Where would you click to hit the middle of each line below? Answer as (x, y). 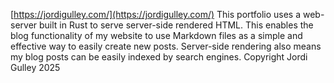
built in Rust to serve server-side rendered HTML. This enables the (176, 25)
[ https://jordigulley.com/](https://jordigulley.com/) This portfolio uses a (156, 14)
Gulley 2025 (35, 67)
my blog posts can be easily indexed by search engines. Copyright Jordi (159, 57)
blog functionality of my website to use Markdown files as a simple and (156, 35)
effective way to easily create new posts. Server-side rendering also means (166, 46)
